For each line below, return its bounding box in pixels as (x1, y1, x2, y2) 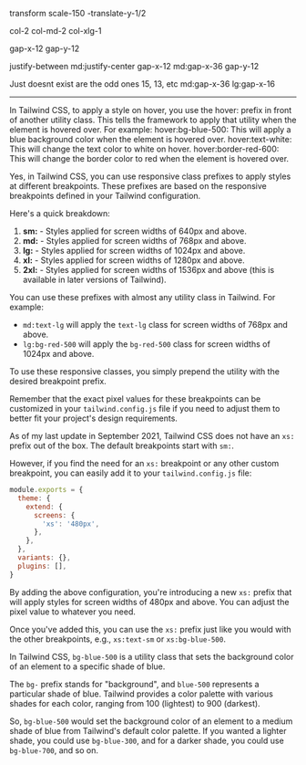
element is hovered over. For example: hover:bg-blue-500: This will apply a (9, 124, 291, 135)
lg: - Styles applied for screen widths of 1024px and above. (22, 246, 246, 256)
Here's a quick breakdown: (9, 208, 111, 218)
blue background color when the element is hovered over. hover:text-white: (9, 134, 292, 144)
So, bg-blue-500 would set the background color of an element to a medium (9, 716, 293, 727)
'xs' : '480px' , (42, 519, 100, 529)
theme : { (17, 493, 51, 503)
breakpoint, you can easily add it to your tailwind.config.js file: (9, 467, 252, 478)
